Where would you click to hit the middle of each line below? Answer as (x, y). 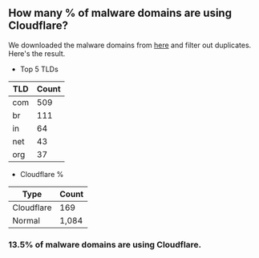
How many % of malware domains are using (120, 13)
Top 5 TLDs (39, 69)
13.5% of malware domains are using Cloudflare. (105, 244)
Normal (26, 220)
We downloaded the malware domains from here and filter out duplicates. (130, 45)
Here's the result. (37, 53)
